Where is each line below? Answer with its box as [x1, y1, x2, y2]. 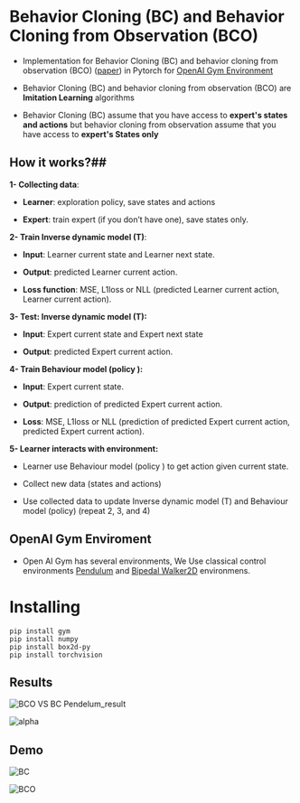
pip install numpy [9, 634, 79, 643]
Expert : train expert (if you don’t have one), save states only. [22, 214, 248, 225]
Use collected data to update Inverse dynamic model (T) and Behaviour [22, 495, 289, 507]
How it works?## [9, 155, 107, 171]
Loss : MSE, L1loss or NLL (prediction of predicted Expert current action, [22, 416, 291, 426]
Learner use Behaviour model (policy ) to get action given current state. [22, 461, 289, 472]
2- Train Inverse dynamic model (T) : [9, 231, 147, 242]
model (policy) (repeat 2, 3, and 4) [22, 505, 151, 516]
